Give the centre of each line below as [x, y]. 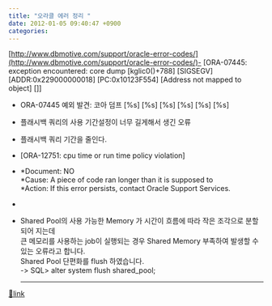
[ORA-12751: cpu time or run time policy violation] [102, 155]
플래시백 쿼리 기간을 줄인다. [64, 139]
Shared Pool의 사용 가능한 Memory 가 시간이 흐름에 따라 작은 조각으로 [132, 221]
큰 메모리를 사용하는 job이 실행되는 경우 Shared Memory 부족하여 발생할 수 [139, 241]
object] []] [25, 88]
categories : [28, 31]
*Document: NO [47, 172]
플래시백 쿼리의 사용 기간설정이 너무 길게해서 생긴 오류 [106, 122]
